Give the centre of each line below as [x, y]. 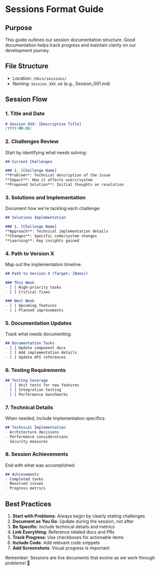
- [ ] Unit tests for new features [42, 385]
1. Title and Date [25, 114]
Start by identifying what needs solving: [46, 152]
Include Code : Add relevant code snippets [56, 543]
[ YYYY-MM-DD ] [19, 129]
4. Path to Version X [30, 253]
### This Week [20, 282]
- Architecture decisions [32, 432]
